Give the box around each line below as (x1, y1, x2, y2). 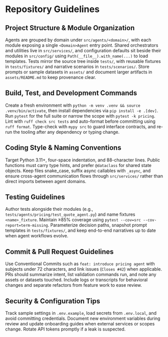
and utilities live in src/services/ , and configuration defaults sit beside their (5, 48, 161, 53)
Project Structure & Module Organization (5, 24, 135, 32)
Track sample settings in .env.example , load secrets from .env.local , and (5, 310, 157, 316)
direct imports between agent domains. (5, 178, 87, 184)
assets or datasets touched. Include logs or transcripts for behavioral (5, 277, 148, 283)
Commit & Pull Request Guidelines (5, 247, 114, 256)
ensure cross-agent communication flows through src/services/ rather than (5, 173, 163, 179)
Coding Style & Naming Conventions (5, 143, 121, 152)
